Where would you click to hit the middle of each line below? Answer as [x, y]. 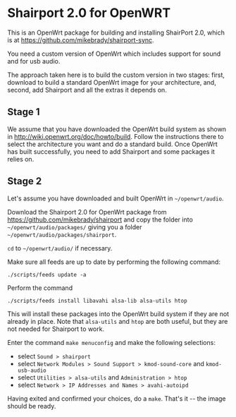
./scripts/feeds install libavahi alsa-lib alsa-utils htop [98, 301]
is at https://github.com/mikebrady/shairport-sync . [81, 40]
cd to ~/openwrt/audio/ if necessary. [60, 248]
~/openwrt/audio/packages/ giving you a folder [75, 226]
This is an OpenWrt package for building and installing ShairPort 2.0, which [116, 32]
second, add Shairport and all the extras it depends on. [87, 90]
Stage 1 [24, 112]
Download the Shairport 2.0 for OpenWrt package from [87, 212]
